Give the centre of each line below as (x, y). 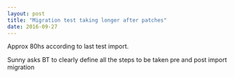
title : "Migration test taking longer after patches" (87, 20)
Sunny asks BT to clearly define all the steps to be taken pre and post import (117, 60)
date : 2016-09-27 (32, 26)
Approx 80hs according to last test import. (68, 47)
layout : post (26, 14)
